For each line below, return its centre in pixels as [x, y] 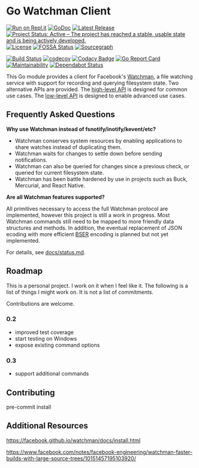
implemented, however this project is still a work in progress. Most [88, 215]
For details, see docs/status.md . [46, 252]
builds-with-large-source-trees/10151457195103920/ [71, 458]
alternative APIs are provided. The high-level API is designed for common [97, 89]
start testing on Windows [46, 338]
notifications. [31, 160]
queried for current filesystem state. [59, 172]
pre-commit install [29, 407]
